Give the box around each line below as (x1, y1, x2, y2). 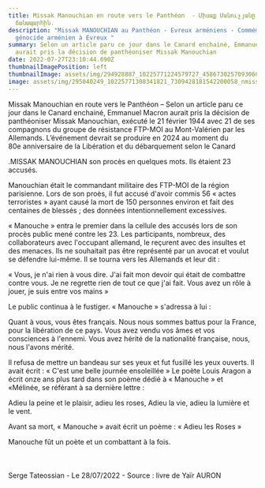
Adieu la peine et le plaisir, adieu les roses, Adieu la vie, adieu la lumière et (8, 398, 250, 407)
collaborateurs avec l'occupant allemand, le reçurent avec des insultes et (8, 238, 246, 247)
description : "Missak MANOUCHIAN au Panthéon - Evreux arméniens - (8, 26, 235, 34)
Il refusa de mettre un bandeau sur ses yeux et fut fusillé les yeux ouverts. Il (8, 357, 255, 367)
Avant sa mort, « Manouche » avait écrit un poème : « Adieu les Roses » (8, 422, 242, 431)
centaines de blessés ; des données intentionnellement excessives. (8, 205, 227, 215)
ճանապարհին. (15, 19, 55, 27)
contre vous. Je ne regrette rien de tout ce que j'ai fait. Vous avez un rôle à (8, 278, 251, 287)
